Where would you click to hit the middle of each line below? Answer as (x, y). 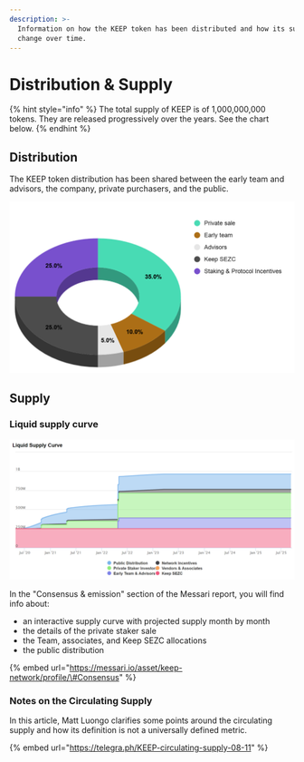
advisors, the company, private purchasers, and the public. (119, 189)
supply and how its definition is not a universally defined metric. (128, 729)
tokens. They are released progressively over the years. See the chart (139, 119)
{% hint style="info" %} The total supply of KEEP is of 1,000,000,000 (138, 110)
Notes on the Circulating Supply (81, 700)
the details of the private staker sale (89, 630)
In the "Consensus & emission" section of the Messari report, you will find (147, 593)
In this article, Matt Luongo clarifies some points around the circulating (141, 720)
